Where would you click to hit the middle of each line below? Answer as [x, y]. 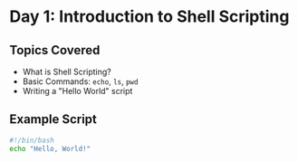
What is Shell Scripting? [67, 71]
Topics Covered [55, 50]
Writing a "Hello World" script [77, 91]
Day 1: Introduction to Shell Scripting [149, 17]
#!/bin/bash [32, 140]
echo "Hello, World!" [50, 148]
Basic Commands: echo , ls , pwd [80, 81]
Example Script [53, 119]
